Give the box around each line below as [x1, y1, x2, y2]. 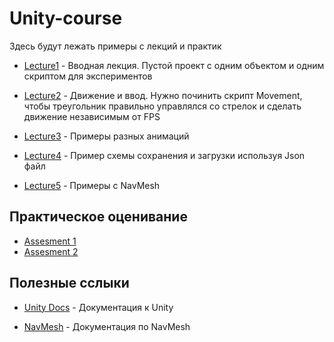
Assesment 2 [23, 245, 79, 257]
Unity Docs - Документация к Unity [23, 301, 174, 313]
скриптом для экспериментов [23, 70, 153, 82]
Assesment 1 [23, 235, 77, 247]
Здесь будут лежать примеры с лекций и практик [9, 40, 222, 52]
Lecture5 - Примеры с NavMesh [23, 179, 161, 191]
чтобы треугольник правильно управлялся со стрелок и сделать [23, 100, 302, 112]
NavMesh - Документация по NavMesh [23, 320, 191, 332]
